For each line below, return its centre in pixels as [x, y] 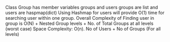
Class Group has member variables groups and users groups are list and [82, 7]
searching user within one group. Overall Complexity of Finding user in [80, 18]
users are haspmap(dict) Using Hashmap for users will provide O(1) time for [85, 13]
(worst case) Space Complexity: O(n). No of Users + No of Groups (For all [83, 29]
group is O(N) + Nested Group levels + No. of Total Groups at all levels [79, 23]
